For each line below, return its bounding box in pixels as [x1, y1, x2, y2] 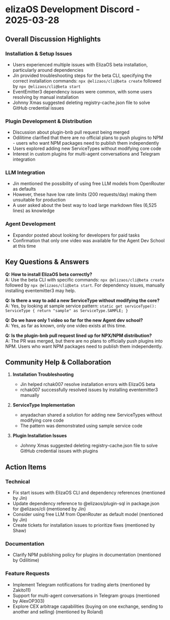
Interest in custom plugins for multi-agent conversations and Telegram [12, 151, 160, 157]
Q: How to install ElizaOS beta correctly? [5, 271, 92, 277]
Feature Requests [5, 570, 50, 577]
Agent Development [5, 220, 56, 227]
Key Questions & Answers [5, 257, 89, 266]
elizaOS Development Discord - [5, 4, 141, 15]
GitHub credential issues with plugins [20, 448, 98, 454]
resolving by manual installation [12, 94, 79, 100]
